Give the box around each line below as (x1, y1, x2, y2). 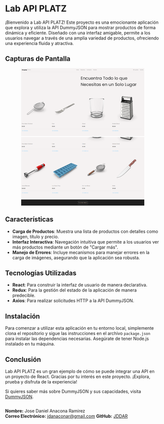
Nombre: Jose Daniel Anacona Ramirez (5, 408, 85, 414)
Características (5, 215, 54, 224)
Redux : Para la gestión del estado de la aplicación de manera (12, 287, 137, 293)
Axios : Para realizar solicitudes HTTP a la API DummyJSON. (12, 297, 134, 304)
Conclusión (5, 355, 41, 364)
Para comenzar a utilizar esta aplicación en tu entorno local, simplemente (5, 325, 154, 331)
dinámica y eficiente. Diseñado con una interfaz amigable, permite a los (5, 30, 151, 36)
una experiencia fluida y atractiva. (5, 40, 74, 46)
